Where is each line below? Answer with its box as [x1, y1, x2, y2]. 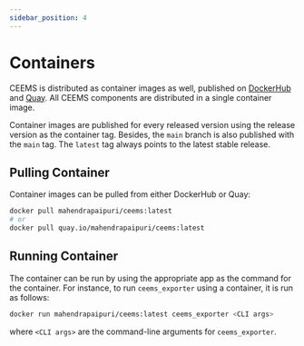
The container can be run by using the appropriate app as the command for [9, 272, 292, 283]
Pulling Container [9, 164, 111, 180]
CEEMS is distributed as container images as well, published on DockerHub [9, 83, 292, 94]
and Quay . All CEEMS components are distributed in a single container [9, 92, 272, 103]
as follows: [9, 292, 50, 302]
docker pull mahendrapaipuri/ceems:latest [9, 206, 172, 216]
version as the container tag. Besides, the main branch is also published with [9, 129, 295, 140]
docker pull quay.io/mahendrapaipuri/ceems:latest [9, 223, 205, 232]
